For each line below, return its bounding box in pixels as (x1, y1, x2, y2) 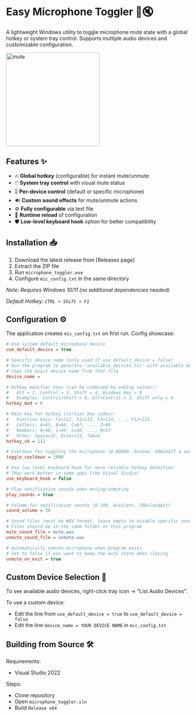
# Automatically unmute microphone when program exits (6, 545, 142, 551)
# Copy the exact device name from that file (6, 368, 118, 374)
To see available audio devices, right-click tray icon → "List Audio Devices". (6, 588, 188, 595)
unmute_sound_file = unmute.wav (6, 534, 85, 541)
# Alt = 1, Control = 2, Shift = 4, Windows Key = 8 (6, 390, 142, 395)
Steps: (6, 680, 22, 687)
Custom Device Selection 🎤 (6, 572, 107, 582)
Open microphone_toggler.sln (14, 698, 87, 705)
